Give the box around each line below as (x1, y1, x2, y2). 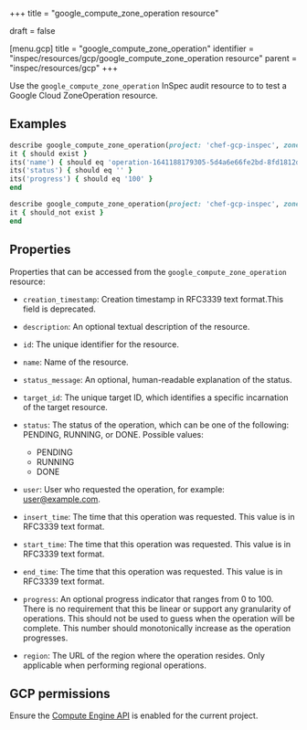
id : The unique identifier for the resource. (22, 338, 180, 350)
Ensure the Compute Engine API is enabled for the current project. (9, 710, 259, 721)
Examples (9, 116, 67, 132)
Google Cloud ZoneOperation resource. (9, 90, 158, 101)
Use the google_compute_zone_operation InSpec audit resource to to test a (9, 80, 288, 90)
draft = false (9, 26, 56, 36)
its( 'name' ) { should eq (9, 157, 104, 167)
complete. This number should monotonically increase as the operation (22, 622, 291, 633)
